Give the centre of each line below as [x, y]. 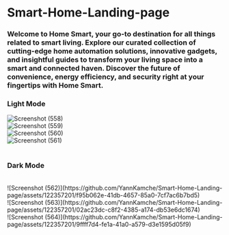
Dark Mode [26, 166]
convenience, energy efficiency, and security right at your [106, 77]
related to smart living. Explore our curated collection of [102, 42]
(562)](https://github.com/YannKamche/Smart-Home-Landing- [134, 188]
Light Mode [26, 104]
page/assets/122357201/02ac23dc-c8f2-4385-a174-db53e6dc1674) [104, 210]
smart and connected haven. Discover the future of [94, 69]
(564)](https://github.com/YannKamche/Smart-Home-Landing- [134, 217]
